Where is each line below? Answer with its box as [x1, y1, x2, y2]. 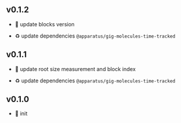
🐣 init [14, 110, 28, 117]
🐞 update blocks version [14, 20, 75, 27]
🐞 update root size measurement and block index [14, 65, 136, 72]
